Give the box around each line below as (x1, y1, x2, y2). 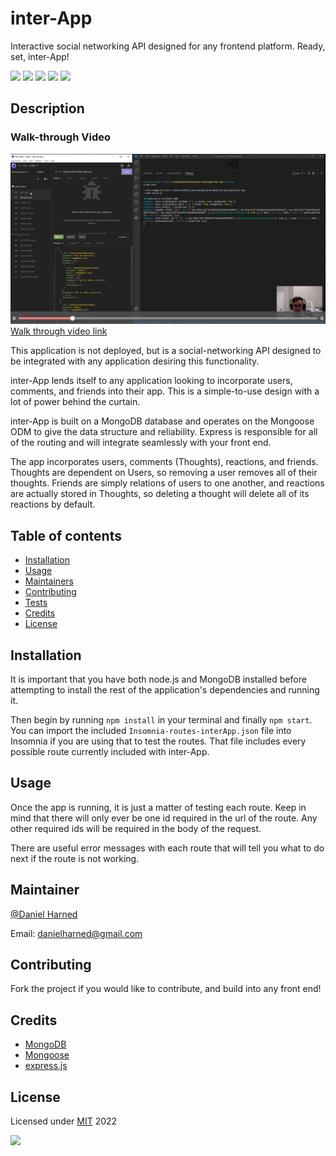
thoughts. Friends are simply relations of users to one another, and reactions (10, 477, 325, 489)
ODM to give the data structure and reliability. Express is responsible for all (10, 426, 318, 438)
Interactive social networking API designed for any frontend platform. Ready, (10, 40, 326, 52)
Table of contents (10, 527, 122, 544)
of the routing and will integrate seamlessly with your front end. (10, 437, 272, 449)
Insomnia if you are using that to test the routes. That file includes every (10, 735, 307, 747)
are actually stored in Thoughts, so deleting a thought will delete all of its (10, 488, 310, 500)
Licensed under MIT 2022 (10, 1115, 118, 1127)
